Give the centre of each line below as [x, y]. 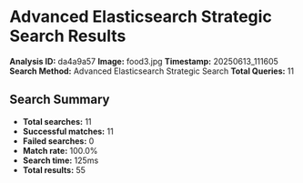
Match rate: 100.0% [60, 150]
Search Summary [60, 100]
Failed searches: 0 [58, 141]
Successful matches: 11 [68, 131]
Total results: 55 [54, 169]
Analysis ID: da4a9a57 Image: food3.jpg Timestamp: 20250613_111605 [144, 61]
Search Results [68, 36]
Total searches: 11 [57, 121]
